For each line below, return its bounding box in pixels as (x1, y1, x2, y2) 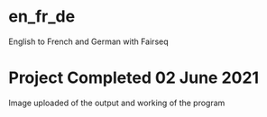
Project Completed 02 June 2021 (8, 67, 259, 88)
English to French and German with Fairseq (8, 36, 169, 47)
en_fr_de (8, 6, 76, 27)
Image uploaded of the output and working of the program (8, 97, 226, 108)
